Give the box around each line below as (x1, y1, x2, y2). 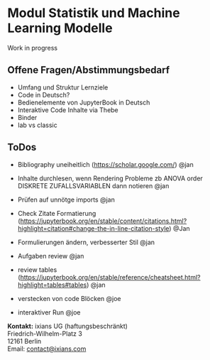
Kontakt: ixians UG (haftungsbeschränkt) (7, 322, 128, 330)
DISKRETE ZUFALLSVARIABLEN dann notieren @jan (17, 181, 170, 190)
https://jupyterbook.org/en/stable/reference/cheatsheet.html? (20, 273, 201, 281)
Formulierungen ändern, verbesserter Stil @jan (17, 238, 155, 246)
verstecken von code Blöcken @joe (17, 294, 121, 302)
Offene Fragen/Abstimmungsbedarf (7, 64, 170, 76)
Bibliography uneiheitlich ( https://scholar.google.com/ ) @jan (17, 160, 194, 168)
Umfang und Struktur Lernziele (17, 83, 109, 92)
